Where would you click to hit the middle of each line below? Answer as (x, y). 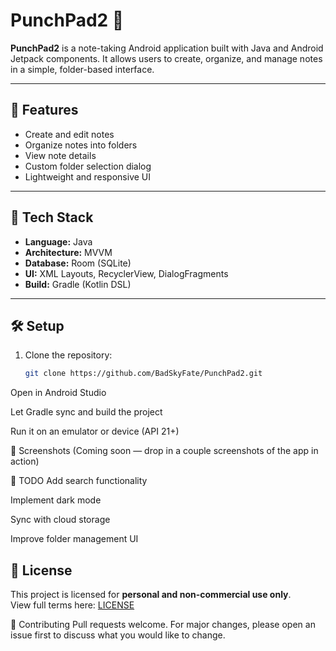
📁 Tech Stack (52, 217)
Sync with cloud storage (60, 520)
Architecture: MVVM (68, 252)
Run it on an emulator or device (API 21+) (95, 431)
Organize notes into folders (81, 145)
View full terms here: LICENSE (72, 605)
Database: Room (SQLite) (78, 263)
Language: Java (58, 241)
